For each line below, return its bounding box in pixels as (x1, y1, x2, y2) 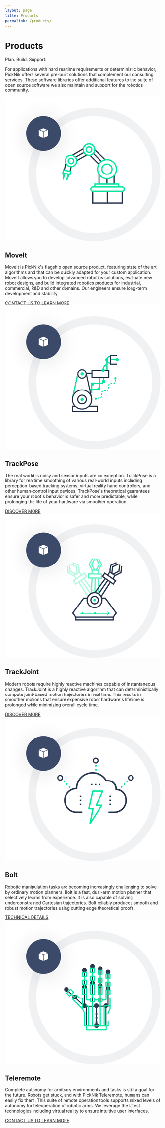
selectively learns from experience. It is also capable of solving (5, 895, 133, 900)
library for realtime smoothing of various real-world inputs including (5, 477, 143, 484)
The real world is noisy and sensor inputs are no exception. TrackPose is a (5, 473, 156, 478)
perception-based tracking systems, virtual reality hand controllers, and (5, 483, 151, 489)
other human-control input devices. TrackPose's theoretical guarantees (5, 488, 150, 494)
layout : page (5, 8, 32, 13)
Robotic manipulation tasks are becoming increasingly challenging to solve (5, 884, 157, 890)
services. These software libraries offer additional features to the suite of (5, 77, 153, 83)
